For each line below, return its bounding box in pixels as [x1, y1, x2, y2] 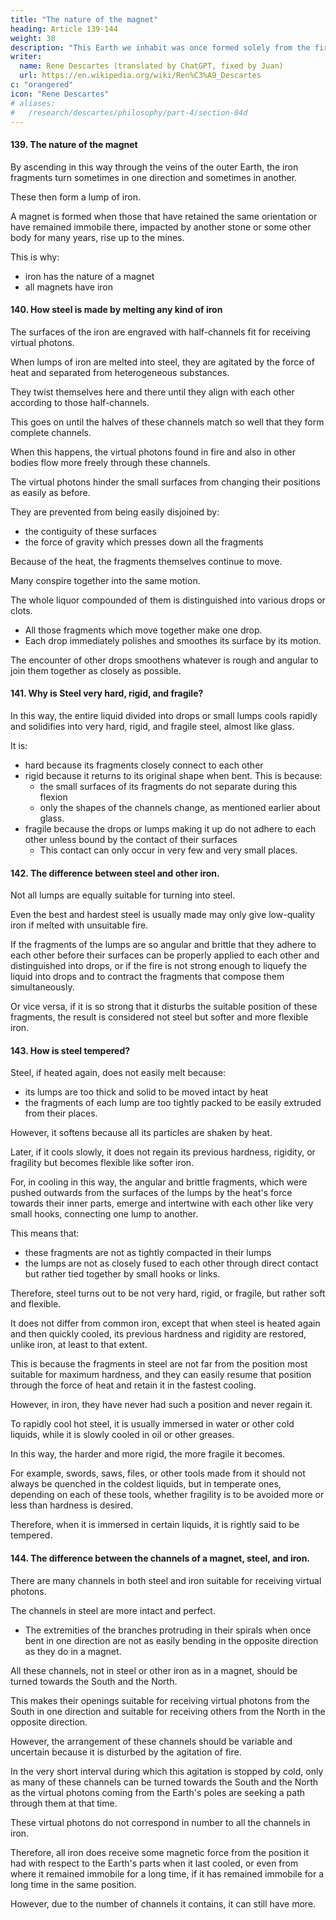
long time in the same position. [10, 1878, 137, 1890]
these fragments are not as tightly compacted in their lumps [24, 1247, 272, 1259]
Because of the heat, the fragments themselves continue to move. [10, 555, 283, 567]
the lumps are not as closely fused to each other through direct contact [24, 1257, 319, 1270]
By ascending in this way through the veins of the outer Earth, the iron [10, 161, 299, 173]
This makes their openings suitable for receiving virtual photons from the [10, 1694, 310, 1706]
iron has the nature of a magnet [24, 270, 155, 282]
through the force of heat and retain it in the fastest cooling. [10, 1379, 257, 1391]
